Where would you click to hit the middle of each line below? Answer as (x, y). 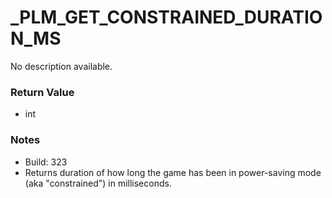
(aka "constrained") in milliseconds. (98, 183)
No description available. (61, 66)
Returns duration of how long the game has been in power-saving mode (173, 172)
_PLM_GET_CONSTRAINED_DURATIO (166, 17)
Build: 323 (46, 162)
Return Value (42, 92)
